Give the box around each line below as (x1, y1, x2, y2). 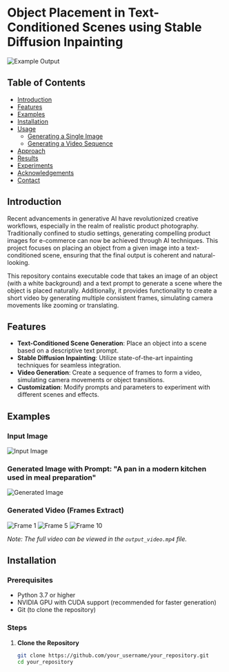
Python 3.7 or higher (17, 591, 76, 600)
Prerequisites (7, 575, 53, 584)
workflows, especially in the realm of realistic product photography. (7, 221, 199, 230)
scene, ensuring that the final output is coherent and (42, 250, 192, 259)
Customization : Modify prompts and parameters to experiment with (17, 383, 210, 391)
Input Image (7, 431, 48, 441)
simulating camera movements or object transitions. (17, 376, 165, 384)
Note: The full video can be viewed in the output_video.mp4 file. (7, 535, 188, 543)
